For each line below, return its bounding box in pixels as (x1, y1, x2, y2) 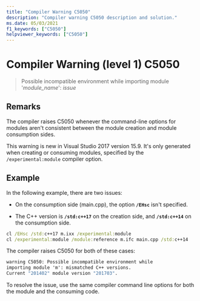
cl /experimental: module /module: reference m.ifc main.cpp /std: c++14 (6, 236, 188, 243)
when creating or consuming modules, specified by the (6, 149, 144, 156)
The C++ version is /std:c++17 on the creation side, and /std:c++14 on (15, 212, 192, 220)
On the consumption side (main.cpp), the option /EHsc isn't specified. (15, 201, 188, 208)
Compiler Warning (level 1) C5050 (6, 58, 180, 72)
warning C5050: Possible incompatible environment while (6, 259, 153, 265)
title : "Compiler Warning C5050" (6, 8, 91, 15)
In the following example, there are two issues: (6, 189, 122, 196)
